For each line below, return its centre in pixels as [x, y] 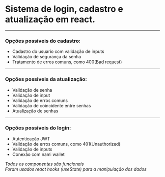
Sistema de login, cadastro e [64, 9]
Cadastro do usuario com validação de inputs [58, 51]
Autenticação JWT [31, 139]
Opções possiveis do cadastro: [43, 41]
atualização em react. [50, 19]
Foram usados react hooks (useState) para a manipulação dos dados [76, 169]
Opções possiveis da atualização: [46, 79]
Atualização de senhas [35, 111]
